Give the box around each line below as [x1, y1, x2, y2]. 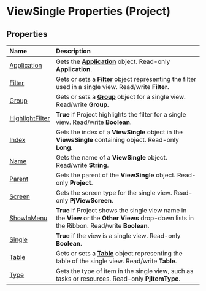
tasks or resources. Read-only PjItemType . [56, 274, 181, 283]
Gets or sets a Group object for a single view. [56, 93, 186, 101]
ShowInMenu [9, 214, 48, 222]
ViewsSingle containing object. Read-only [56, 136, 179, 144]
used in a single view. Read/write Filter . [56, 83, 170, 91]
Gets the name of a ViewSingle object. [56, 153, 167, 161]
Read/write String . [56, 161, 109, 169]
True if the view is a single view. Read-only [56, 231, 181, 240]
